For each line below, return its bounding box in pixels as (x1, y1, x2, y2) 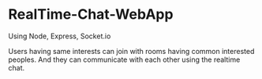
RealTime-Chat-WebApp (8, 5, 174, 23)
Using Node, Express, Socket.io (8, 31, 111, 41)
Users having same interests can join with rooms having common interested (8, 46, 255, 56)
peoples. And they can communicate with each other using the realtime (8, 55, 241, 64)
